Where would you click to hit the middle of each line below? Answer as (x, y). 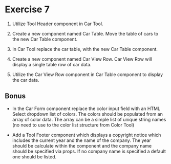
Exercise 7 (27, 10)
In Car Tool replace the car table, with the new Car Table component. (85, 49)
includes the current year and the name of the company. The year (82, 140)
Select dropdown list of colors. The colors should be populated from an (88, 114)
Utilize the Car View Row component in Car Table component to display (88, 74)
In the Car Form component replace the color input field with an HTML (86, 108)
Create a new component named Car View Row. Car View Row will (82, 59)
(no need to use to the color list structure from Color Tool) (73, 125)
